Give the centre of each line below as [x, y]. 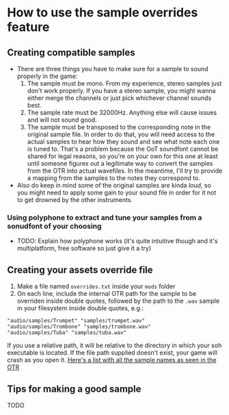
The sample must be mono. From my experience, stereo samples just [124, 83]
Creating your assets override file [80, 269]
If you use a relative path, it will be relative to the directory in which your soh [114, 345]
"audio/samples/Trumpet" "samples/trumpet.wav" [76, 321]
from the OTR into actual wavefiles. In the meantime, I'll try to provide [125, 171]
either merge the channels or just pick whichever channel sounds [119, 98]
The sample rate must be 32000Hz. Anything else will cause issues [122, 112]
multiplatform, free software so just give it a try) [84, 249]
